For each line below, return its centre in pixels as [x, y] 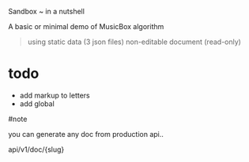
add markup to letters [55, 95]
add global [37, 103]
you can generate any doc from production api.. [86, 134]
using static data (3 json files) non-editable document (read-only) [134, 42]
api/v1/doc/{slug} [36, 149]
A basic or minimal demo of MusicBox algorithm [86, 26]
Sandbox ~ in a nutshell [47, 11]
